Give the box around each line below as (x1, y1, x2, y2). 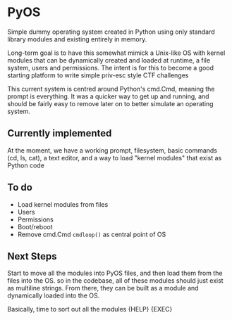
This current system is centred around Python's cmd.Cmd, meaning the (7, 84, 215, 93)
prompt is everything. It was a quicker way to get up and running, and (7, 92, 209, 101)
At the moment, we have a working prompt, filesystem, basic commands (7, 146, 217, 155)
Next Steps (7, 250, 57, 262)
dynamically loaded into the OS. (7, 291, 100, 300)
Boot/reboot (17, 222, 53, 231)
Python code (7, 161, 44, 169)
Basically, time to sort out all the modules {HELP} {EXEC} (7, 305, 173, 314)
